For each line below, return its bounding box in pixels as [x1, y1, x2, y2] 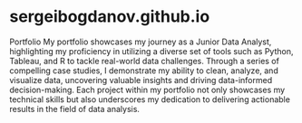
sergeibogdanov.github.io [9, 6, 210, 27]
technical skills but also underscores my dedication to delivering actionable [9, 93, 290, 105]
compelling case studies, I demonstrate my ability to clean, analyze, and [9, 65, 278, 76]
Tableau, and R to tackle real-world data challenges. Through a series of [9, 55, 279, 66]
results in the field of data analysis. [9, 103, 141, 114]
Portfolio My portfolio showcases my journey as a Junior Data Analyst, [9, 36, 272, 47]
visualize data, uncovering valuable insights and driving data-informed [9, 74, 273, 85]
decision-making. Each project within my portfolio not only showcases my [9, 84, 286, 95]
